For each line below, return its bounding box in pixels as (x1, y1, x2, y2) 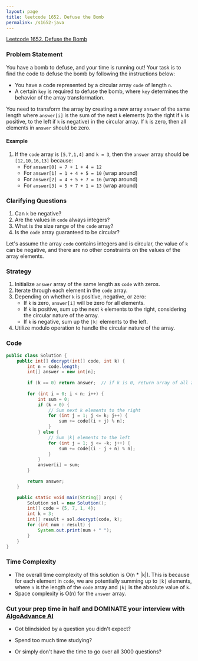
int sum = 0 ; (37, 396, 70, 402)
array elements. (6, 253, 44, 260)
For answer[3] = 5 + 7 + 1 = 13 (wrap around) (23, 182, 138, 189)
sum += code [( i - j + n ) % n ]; (58, 446, 136, 451)
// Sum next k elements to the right (48, 407, 141, 413)
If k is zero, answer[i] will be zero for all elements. (23, 300, 146, 307)
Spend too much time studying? (14, 636, 93, 643)
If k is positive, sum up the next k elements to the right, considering (23, 305, 187, 313)
